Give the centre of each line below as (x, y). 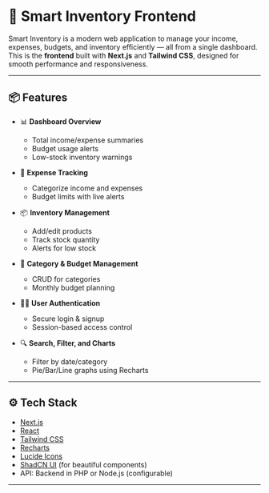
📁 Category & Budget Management (79, 263)
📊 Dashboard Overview (60, 121)
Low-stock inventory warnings (82, 157)
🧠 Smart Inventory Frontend (102, 16)
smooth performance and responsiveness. (78, 64)
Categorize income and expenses (87, 188)
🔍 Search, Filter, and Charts (68, 343)
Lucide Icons (41, 456)
